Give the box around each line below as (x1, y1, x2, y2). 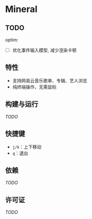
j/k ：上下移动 (12, 144, 41, 150)
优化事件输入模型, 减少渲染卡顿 (12, 47, 76, 53)
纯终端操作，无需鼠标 (12, 84, 56, 90)
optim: (5, 37, 18, 43)
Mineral (5, 4, 37, 15)
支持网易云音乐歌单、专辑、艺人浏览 (12, 77, 87, 83)
